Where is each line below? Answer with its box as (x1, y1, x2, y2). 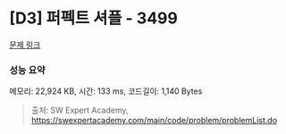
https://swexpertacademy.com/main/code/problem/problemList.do (30, 115, 278, 126)
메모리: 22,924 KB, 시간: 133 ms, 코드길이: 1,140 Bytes (9, 86, 203, 96)
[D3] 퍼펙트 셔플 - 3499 (9, 8, 179, 29)
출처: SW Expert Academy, (30, 105, 129, 116)
